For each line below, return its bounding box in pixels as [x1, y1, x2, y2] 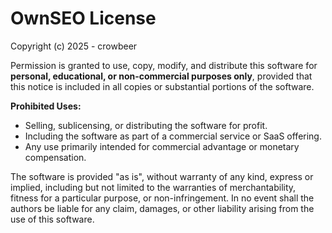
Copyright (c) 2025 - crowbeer [10, 40, 138, 52]
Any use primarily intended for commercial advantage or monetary [24, 140, 300, 152]
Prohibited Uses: [10, 100, 82, 112]
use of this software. [10, 213, 95, 225]
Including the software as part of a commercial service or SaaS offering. [24, 130, 322, 142]
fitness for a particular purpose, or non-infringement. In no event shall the [10, 192, 315, 204]
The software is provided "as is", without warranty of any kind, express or [10, 170, 314, 182]
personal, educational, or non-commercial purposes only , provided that [10, 70, 313, 82]
